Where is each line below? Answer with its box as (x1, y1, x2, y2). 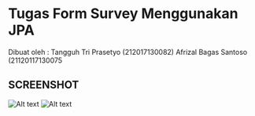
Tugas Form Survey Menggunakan (8, 5, 238, 23)
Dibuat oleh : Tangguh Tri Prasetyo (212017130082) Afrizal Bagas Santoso (8, 47, 248, 56)
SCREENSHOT (8, 78, 79, 92)
